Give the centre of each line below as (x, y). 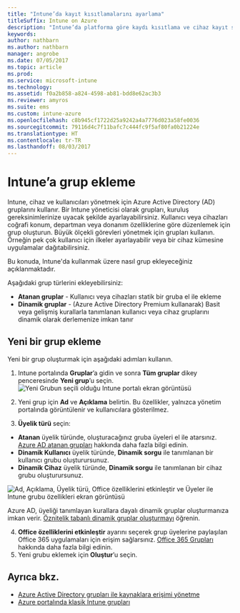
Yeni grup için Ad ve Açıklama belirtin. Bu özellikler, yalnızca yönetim (119, 402)
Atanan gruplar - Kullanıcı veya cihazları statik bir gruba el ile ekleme (119, 296)
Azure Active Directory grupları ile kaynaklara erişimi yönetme (109, 594)
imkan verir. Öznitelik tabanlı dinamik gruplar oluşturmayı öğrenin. (104, 518)
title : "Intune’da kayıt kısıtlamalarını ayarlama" (86, 14)
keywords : (22, 34)
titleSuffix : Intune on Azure (52, 21)
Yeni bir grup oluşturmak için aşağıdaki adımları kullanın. (90, 359)
